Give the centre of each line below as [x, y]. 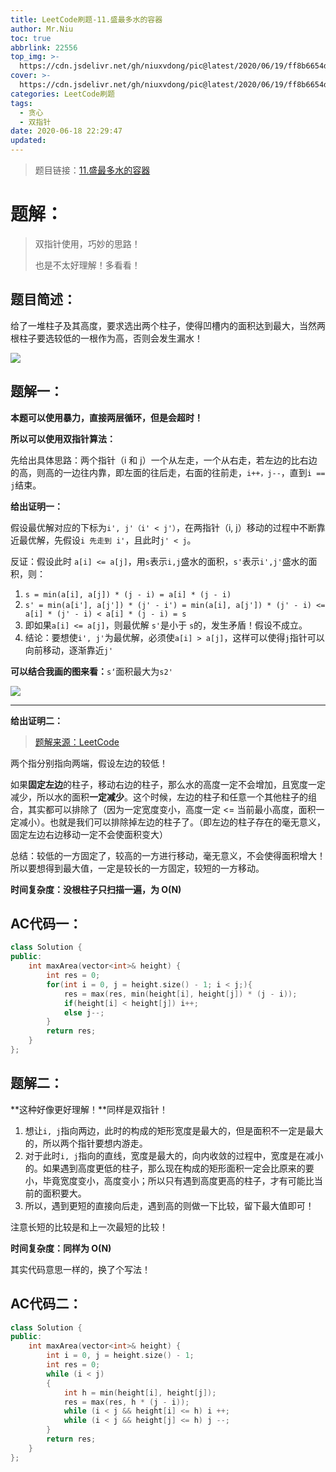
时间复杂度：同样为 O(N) [61, 1248]
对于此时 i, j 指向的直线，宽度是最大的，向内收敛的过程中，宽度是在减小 [174, 1155]
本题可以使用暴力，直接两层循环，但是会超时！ [106, 417]
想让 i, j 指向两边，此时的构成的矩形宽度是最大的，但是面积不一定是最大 [174, 1130]
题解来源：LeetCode [77, 742]
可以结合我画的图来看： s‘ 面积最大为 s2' [91, 671]
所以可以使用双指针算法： [63, 438]
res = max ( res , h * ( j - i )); [126, 1402]
